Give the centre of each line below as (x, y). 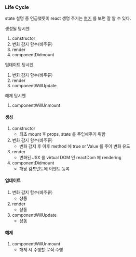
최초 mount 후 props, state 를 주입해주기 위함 (62, 134)
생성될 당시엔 (17, 29)
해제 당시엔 (15, 96)
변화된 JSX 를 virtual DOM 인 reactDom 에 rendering (70, 157)
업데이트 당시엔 (19, 65)
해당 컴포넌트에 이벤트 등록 (44, 168)
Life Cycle (17, 7)
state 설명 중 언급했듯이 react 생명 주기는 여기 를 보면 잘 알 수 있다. (68, 18)
